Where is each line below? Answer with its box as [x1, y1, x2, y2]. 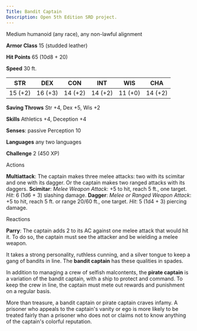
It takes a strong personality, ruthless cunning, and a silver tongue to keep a [6, 251, 191, 258]
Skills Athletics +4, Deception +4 [6, 115, 87, 122]
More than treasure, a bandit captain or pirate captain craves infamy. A [6, 299, 178, 306]
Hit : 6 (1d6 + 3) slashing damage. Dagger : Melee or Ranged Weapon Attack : [6, 192, 192, 199]
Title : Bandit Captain [6, 8, 62, 15]
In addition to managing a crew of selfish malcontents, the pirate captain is [6, 268, 189, 275]
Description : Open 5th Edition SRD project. [6, 14, 117, 20]
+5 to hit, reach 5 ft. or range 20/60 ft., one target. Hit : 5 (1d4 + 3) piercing [6, 197, 187, 205]
